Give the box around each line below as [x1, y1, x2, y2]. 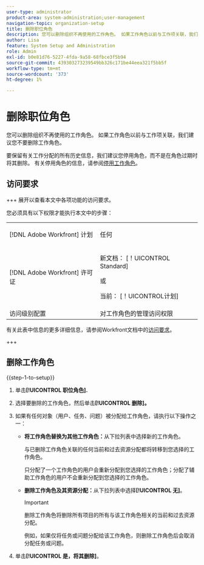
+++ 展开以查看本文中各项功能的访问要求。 [6, 196, 114, 204]
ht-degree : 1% [6, 77, 42, 83]
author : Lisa [6, 37, 39, 43]
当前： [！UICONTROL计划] [100, 292, 179, 300]
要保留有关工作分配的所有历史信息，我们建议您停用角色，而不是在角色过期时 [6, 152, 198, 159]
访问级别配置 [9, 309, 47, 318]
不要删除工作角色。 [16, 139, 65, 146]
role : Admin [6, 49, 36, 55]
